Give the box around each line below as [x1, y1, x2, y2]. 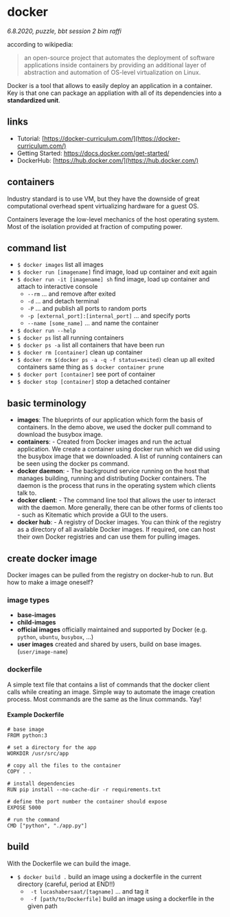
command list [7, 242, 67, 254]
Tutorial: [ [16, 134, 45, 142]
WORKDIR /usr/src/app [7, 750, 69, 757]
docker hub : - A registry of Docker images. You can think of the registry [16, 518, 221, 526]
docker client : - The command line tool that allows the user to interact [16, 496, 216, 504]
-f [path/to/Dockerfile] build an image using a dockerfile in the [30, 894, 215, 903]
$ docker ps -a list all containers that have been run [16, 341, 165, 349]
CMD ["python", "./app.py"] [7, 822, 88, 829]
